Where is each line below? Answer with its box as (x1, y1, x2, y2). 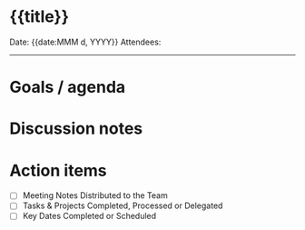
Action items (9, 160, 107, 181)
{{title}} (9, 6, 70, 27)
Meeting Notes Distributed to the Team (22, 190, 168, 201)
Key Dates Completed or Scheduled (22, 211, 157, 222)
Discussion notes (9, 118, 143, 139)
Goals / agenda (9, 77, 126, 97)
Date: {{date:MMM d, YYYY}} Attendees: (9, 36, 162, 47)
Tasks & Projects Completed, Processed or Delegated (22, 200, 223, 211)
